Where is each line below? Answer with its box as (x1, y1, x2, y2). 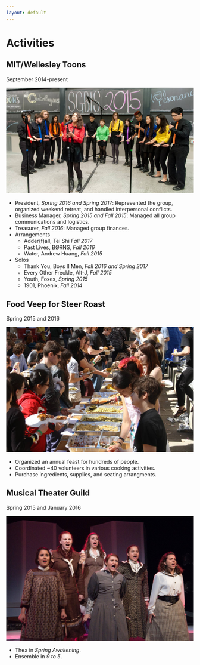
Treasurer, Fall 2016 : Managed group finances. (14, 224, 130, 232)
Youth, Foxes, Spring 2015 (23, 275, 88, 283)
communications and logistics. (14, 218, 90, 226)
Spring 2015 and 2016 (6, 315, 60, 322)
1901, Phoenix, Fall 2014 (23, 282, 83, 289)
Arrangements (14, 231, 51, 238)
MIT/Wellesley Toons (6, 60, 86, 70)
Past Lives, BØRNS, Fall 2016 (23, 244, 95, 251)
